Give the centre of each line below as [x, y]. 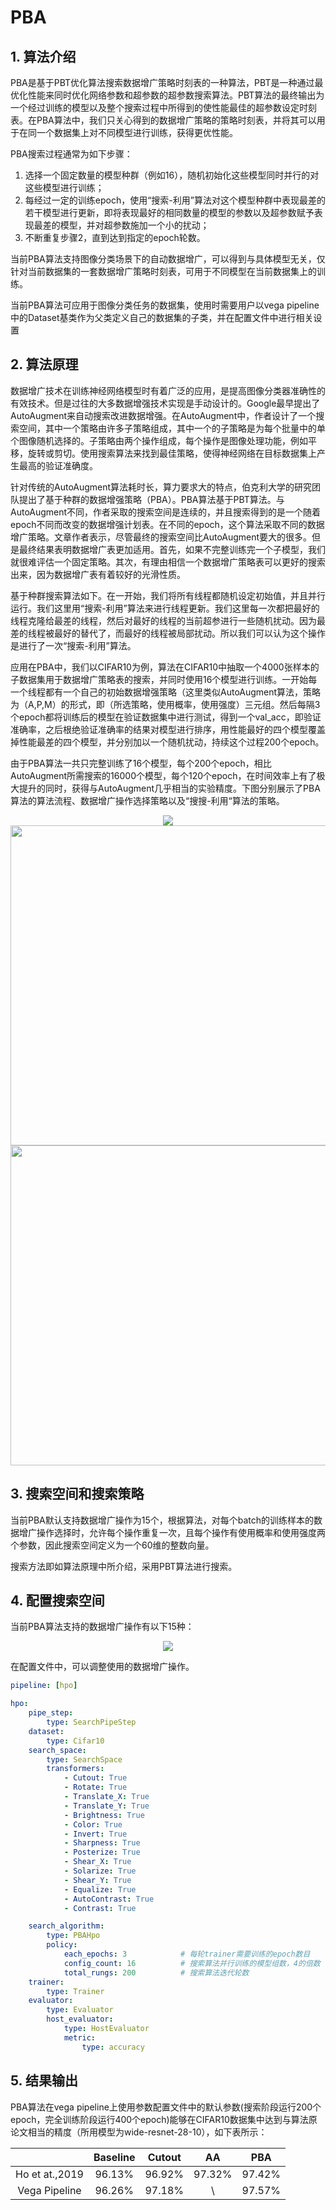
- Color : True [93, 1824]
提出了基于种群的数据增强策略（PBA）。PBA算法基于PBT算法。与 [151, 499]
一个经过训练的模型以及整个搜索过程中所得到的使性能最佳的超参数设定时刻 [163, 107]
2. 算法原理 [44, 364]
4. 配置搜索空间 [57, 1601]
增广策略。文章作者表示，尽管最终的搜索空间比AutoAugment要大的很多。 [161, 537]
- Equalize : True [100, 1889]
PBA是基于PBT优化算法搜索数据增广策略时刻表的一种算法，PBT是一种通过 [162, 82]
